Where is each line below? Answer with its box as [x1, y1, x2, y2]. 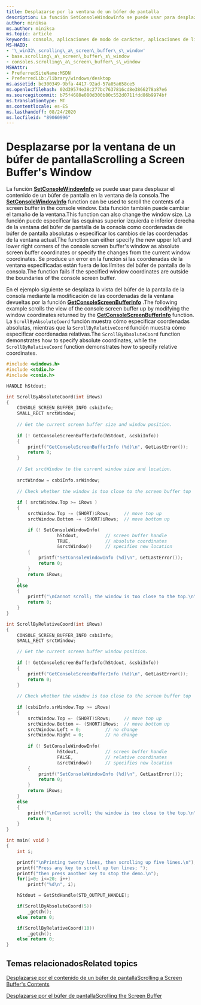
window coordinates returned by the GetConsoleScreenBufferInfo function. [6, 312, 194, 319]
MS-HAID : [6, 42, 28, 48]
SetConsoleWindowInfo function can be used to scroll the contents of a [6, 198, 185, 205]
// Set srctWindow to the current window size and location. [17, 466, 172, 473]
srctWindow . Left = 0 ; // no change [28, 726, 138, 733]
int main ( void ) [6, 837, 50, 843]
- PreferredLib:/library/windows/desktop [6, 75, 111, 81]
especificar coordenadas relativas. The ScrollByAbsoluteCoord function [6, 330, 181, 338]
